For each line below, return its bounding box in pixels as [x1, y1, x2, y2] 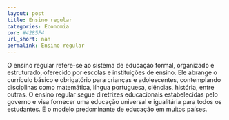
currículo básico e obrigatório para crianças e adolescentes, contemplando [7, 76, 221, 83]
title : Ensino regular [7, 17, 72, 23]
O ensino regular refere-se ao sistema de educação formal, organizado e [7, 61, 215, 69]
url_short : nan [7, 36, 51, 43]
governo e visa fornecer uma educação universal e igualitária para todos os [7, 98, 222, 106]
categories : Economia [7, 23, 70, 30]
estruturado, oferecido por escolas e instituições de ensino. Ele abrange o [7, 68, 217, 77]
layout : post [7, 10, 45, 17]
